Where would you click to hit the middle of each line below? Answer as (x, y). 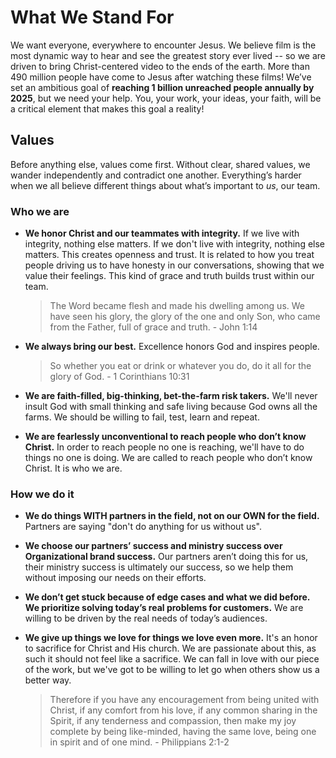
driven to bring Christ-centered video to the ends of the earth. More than (160, 66)
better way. (48, 680)
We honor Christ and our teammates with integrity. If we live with (162, 233)
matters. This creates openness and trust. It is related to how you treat (169, 255)
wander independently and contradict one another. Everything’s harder (156, 175)
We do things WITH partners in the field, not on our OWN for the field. (172, 516)
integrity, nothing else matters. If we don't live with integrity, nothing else (175, 244)
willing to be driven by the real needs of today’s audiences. (146, 618)
